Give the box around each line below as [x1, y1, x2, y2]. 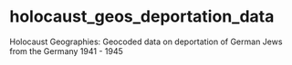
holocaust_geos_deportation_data [9, 6, 275, 27]
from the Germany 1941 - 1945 [9, 45, 123, 56]
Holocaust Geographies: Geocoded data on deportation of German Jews [9, 36, 283, 47]
